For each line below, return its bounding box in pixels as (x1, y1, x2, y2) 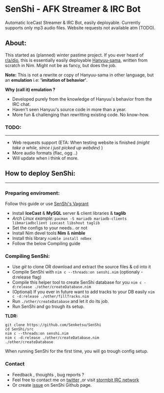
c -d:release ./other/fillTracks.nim (12, 294, 89, 299)
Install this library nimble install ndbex (12, 235, 92, 241)
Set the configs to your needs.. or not (12, 225, 88, 231)
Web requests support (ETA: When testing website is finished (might (12, 139, 150, 145)
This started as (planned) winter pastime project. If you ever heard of (5, 52, 144, 58)
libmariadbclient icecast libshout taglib (12, 221, 100, 226)
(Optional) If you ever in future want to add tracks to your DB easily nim (12, 289, 155, 295)
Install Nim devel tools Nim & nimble (12, 230, 85, 236)
